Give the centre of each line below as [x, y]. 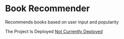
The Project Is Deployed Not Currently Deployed [54, 31]
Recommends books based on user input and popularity [62, 22]
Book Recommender [47, 9]
